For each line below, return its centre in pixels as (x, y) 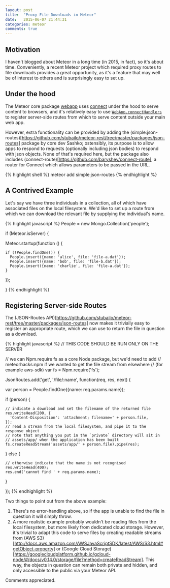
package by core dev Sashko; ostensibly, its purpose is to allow (88, 143)
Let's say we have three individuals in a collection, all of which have (76, 203)
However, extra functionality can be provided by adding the (67, 132)
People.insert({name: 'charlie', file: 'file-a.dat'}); (70, 266)
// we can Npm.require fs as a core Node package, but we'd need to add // (83, 359)
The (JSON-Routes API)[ (31, 318)
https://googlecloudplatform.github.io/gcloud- (62, 554)
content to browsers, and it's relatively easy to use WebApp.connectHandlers (84, 111)
